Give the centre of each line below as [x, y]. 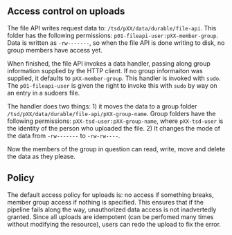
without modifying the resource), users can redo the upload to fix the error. [114, 224]
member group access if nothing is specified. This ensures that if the [106, 202]
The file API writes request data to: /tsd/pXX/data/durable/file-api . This [112, 28]
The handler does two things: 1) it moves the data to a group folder [102, 106]
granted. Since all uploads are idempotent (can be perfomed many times [110, 216]
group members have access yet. [55, 50]
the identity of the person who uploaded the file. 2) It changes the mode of [114, 128]
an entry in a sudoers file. [44, 93]
